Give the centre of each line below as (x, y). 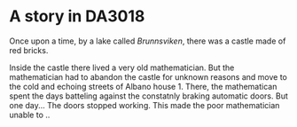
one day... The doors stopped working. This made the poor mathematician (145, 105)
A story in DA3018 (77, 16)
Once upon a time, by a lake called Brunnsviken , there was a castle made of (148, 41)
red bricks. (29, 50)
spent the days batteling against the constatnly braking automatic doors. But (148, 96)
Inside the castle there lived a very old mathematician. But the (122, 67)
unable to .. (30, 115)
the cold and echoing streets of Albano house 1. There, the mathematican (143, 86)
